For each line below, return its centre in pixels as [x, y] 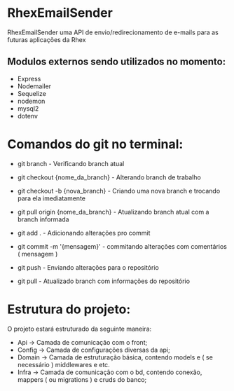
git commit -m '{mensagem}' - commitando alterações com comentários [122, 246]
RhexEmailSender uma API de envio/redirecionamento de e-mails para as [113, 32]
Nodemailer [34, 86]
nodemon [31, 101]
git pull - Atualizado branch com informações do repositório [104, 281]
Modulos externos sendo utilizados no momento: [117, 62]
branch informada [43, 219]
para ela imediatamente [51, 198]
